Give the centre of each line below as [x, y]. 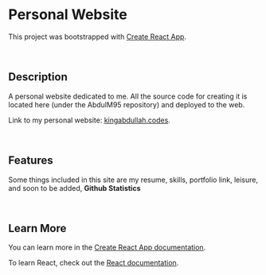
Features [31, 161]
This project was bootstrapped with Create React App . [98, 37]
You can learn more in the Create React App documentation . [107, 247]
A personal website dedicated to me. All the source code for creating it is [128, 96]
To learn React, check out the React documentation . [94, 263]
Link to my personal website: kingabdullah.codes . [90, 120]
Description [38, 77]
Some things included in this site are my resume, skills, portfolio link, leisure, [133, 180]
